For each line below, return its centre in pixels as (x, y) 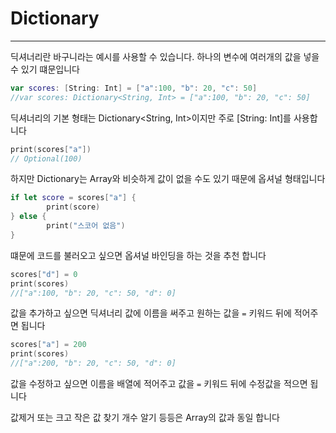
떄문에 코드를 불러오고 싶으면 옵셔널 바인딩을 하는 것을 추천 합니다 (138, 255)
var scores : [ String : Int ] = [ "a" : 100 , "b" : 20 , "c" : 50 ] (134, 88)
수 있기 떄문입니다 (45, 69)
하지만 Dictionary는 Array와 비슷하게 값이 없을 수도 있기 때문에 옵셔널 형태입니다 (168, 179)
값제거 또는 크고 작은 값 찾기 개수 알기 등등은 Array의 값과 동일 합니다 (145, 418)
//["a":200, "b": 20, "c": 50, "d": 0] (93, 363)
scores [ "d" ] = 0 (44, 274)
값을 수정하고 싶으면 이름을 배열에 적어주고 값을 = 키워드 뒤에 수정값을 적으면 (159, 384)
